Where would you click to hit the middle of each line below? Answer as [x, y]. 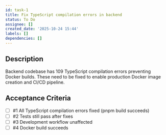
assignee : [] [19, 24]
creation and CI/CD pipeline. [35, 82]
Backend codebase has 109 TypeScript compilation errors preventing [78, 71]
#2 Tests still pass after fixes [43, 116]
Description [24, 59]
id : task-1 [17, 10]
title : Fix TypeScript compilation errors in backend [64, 15]
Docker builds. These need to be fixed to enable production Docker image [83, 76]
